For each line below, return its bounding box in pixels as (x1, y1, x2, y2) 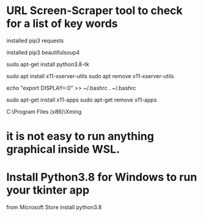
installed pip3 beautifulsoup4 (6, 48, 80, 56)
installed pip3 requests (6, 37, 64, 44)
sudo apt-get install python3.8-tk (6, 61, 90, 68)
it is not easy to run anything (6, 130, 154, 144)
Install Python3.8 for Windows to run (6, 171, 197, 184)
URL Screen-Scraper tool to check (6, 4, 183, 18)
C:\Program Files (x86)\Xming (6, 108, 82, 115)
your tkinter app (6, 183, 90, 197)
